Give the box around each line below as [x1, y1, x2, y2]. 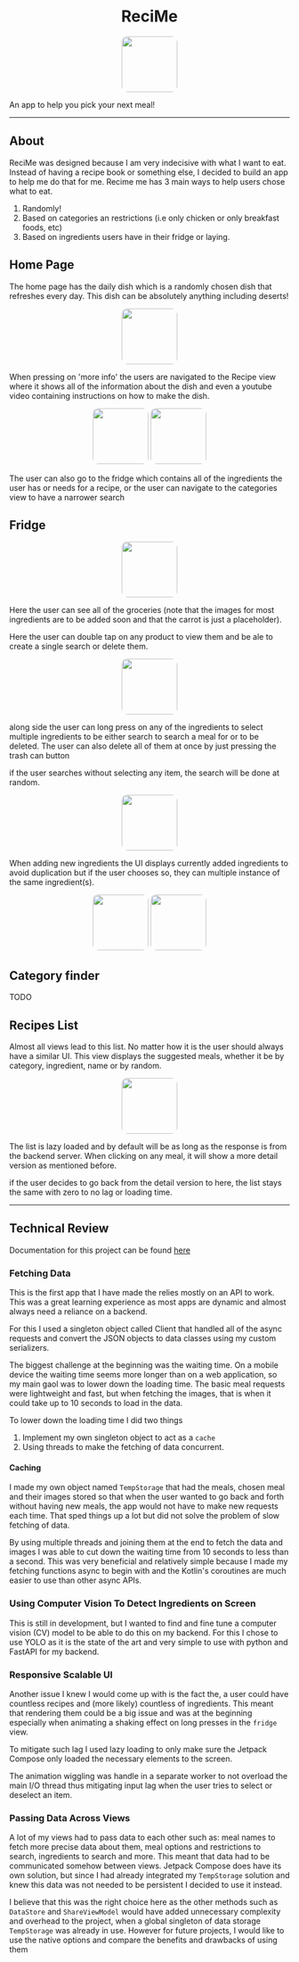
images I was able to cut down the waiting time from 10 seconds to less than [9, 1546, 289, 1558]
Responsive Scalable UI [9, 1668, 113, 1681]
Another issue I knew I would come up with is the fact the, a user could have [9, 1688, 289, 1699]
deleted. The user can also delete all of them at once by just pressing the [9, 741, 277, 751]
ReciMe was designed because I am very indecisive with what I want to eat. [9, 157, 287, 168]
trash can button [9, 750, 70, 761]
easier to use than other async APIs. [9, 1575, 142, 1585]
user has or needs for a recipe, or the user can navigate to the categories [9, 482, 278, 493]
